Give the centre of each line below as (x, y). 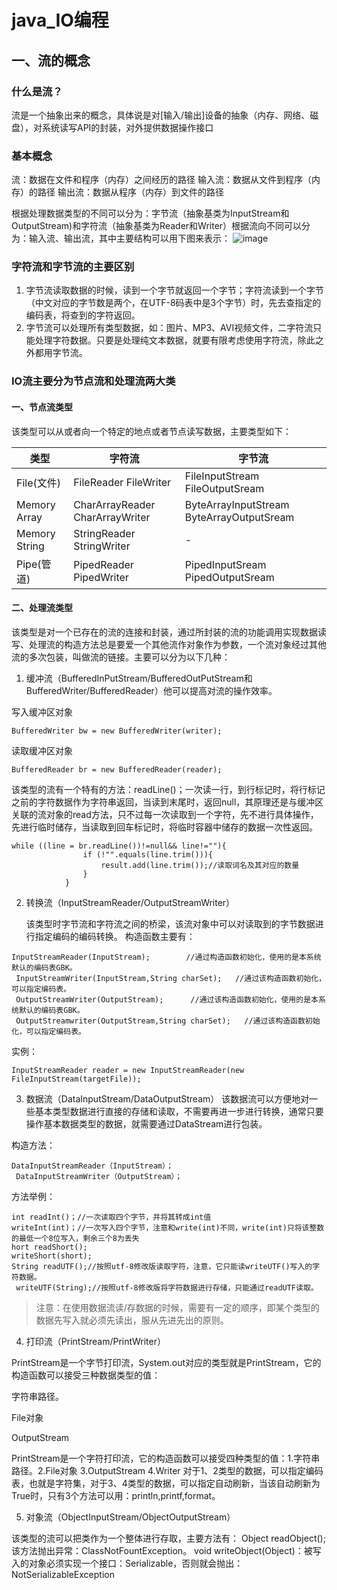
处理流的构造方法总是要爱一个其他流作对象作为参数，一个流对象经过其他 (177, 644)
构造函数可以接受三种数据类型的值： (86, 1375)
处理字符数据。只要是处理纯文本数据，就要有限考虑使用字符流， (166, 340)
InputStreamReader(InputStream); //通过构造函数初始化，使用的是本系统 (166, 957)
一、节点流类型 (42, 407)
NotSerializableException (63, 1574)
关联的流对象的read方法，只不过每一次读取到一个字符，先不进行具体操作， (165, 814)
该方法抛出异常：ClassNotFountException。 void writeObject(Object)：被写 (166, 1550)
